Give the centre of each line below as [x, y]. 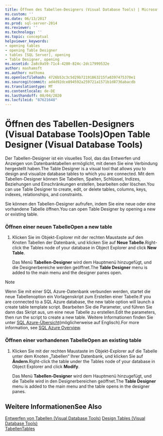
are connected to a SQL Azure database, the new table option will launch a [80, 302]
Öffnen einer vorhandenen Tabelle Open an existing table [73, 340]
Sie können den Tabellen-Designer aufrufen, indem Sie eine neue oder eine [80, 204]
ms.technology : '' [24, 32]
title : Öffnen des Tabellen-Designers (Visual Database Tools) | [72, 9]
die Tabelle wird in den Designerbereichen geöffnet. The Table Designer [84, 381]
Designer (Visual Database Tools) [74, 145]
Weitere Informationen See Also [53, 407]
